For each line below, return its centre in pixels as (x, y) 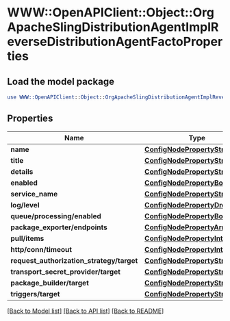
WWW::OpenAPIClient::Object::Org (111, 13)
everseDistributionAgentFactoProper (115, 42)
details (22, 171)
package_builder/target (50, 283)
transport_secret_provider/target (66, 272)
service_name (34, 194)
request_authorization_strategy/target (74, 260)
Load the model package (61, 81)
